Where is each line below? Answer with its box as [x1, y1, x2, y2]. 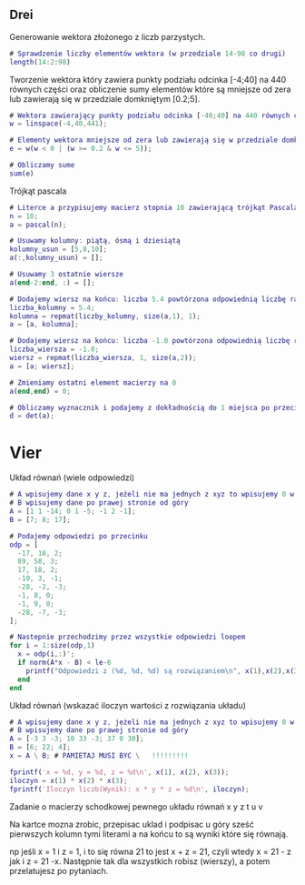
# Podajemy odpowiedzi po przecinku [9, 531, 148, 540]
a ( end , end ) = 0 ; [9, 387, 71, 396]
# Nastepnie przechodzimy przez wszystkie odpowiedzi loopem [9, 632, 246, 642]
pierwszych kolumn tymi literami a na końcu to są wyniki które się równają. [9, 828, 289, 840]
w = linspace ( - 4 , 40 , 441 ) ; [9, 119, 107, 128]
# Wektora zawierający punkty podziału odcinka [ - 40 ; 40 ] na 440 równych [9, 111, 290, 120]
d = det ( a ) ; [9, 411, 54, 421]
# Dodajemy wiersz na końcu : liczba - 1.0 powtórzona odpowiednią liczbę [9, 337, 290, 346]
